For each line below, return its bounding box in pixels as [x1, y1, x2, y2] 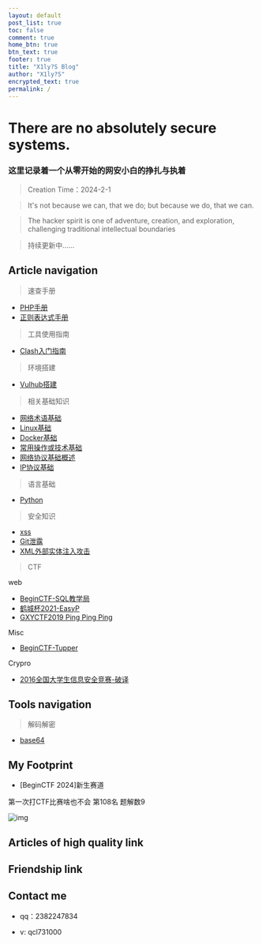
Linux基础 [19, 423, 52, 433]
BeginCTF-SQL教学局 [19, 594, 90, 603]
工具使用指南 [27, 329, 69, 339]
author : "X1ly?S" [8, 70, 65, 78]
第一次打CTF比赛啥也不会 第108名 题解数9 [8, 797, 146, 807]
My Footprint [8, 759, 73, 772]
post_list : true [8, 19, 62, 27]
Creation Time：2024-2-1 [27, 185, 112, 194]
